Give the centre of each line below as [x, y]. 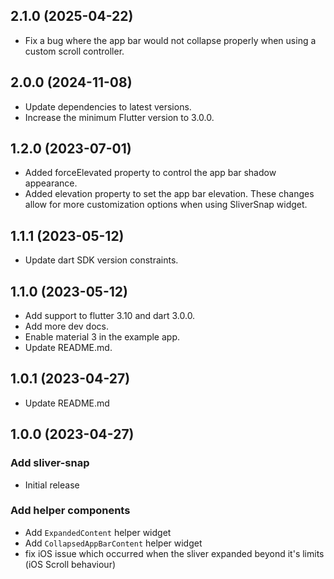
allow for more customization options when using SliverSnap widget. [166, 205]
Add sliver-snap [50, 463]
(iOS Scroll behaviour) [70, 564]
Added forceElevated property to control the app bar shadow [150, 173]
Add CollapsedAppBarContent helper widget [113, 543]
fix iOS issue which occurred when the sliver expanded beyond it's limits [174, 553]
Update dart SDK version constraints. [101, 260]
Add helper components [70, 511]
